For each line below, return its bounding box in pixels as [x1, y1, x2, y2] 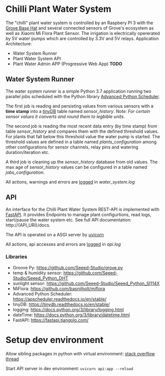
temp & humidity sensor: [12, 270, 63, 276]
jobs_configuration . [5, 169, 45, 175]
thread [5, 356, 19, 362]
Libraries [5, 253, 28, 260]
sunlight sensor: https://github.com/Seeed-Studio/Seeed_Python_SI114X [12, 280, 160, 286]
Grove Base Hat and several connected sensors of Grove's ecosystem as [5, 25, 154, 31]
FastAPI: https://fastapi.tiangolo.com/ [12, 317, 89, 323]
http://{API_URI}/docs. [5, 222, 51, 228]
